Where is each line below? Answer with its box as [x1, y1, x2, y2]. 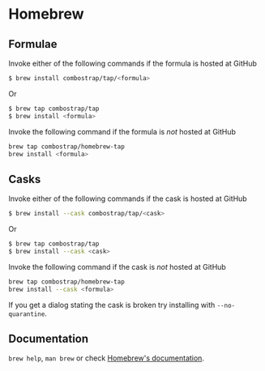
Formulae [8, 37, 58, 51]
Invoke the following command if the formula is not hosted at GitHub [8, 126, 237, 136]
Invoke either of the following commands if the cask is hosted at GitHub [8, 194, 247, 203]
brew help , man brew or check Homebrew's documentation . [8, 353, 205, 363]
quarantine [8, 309, 45, 318]
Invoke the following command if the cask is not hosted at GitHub [8, 262, 227, 271]
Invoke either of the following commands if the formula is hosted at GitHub [8, 58, 258, 68]
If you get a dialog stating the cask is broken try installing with [8, 300, 216, 309]
